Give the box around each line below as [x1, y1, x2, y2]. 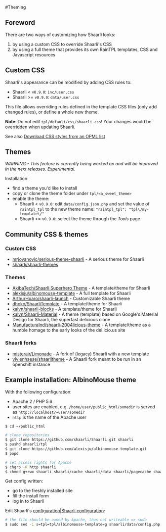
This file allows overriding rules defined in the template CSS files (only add [5, 103, 157, 109]
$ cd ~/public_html [5, 424, 45, 429]
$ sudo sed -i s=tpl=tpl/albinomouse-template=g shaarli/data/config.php [5, 522, 161, 527]
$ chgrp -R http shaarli [5, 465, 56, 470]
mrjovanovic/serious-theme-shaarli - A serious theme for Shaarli [12, 256, 144, 262]
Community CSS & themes [5, 230, 88, 239]
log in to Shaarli [12, 498, 44, 504]
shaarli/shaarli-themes [12, 262, 58, 268]
